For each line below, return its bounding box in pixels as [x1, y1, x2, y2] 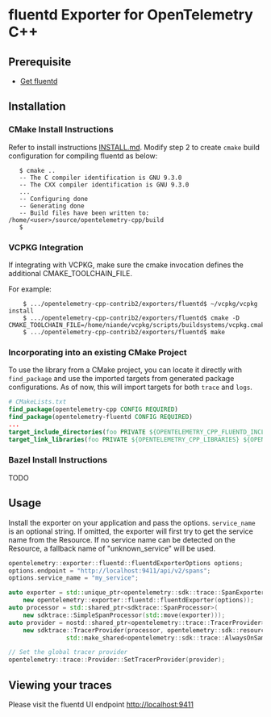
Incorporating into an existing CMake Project [8, 346, 187, 358]
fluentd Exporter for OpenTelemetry [8, 6, 253, 24]
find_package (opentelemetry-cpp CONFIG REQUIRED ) [8, 405, 179, 413]
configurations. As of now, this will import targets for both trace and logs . [8, 382, 252, 392]
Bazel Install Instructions [8, 455, 107, 466]
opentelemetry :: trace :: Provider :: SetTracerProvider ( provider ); [8, 656, 226, 664]
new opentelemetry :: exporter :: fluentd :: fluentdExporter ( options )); [23, 596, 254, 605]
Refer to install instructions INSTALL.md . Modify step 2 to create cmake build [8, 142, 261, 152]
